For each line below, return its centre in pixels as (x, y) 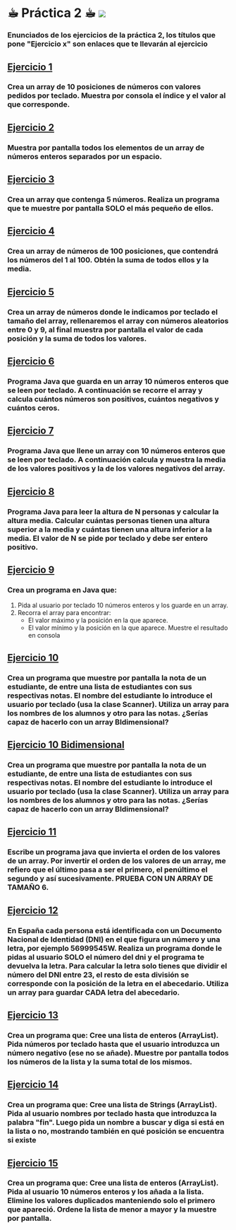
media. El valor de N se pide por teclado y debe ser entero (108, 538)
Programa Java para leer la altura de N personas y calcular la (113, 512)
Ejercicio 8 (31, 492)
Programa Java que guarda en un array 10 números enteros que (118, 381)
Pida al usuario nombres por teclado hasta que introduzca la (112, 1113)
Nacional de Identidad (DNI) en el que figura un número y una (114, 939)
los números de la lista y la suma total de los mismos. (100, 1062)
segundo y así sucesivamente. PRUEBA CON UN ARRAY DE (110, 879)
